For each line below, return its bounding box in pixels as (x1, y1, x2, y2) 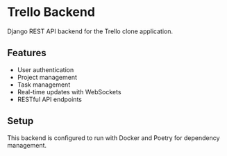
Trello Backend (7, 4, 96, 20)
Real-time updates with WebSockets (17, 87, 121, 96)
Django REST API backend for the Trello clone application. (7, 27, 174, 35)
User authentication (17, 65, 74, 73)
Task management (17, 80, 71, 89)
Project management (17, 73, 78, 81)
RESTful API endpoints (17, 95, 82, 103)
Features (7, 47, 47, 59)
